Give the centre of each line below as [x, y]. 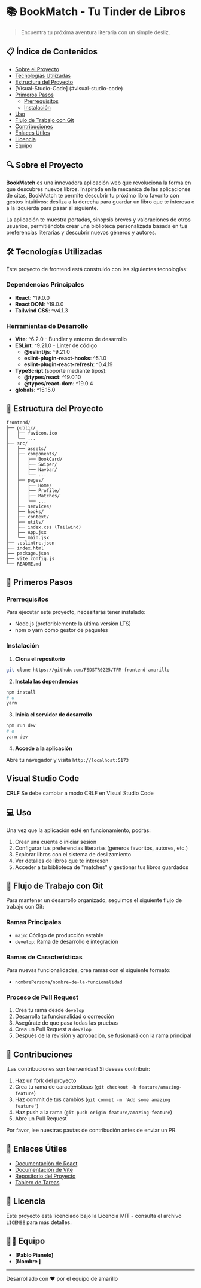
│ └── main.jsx [28, 537]
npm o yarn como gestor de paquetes [61, 630]
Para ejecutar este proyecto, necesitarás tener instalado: [76, 612]
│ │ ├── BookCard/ [34, 459]
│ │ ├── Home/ [29, 485]
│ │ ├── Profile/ [33, 490]
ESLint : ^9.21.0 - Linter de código [56, 345]
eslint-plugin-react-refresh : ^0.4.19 [68, 364]
